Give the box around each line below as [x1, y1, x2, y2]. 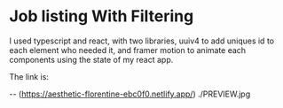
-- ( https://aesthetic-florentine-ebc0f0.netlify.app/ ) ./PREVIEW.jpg [9, 89, 251, 99]
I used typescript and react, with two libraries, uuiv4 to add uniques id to [9, 35, 275, 46]
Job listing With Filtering [9, 6, 194, 27]
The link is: [9, 71, 49, 81]
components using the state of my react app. [9, 54, 174, 65]
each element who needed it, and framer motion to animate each [9, 44, 247, 55]
